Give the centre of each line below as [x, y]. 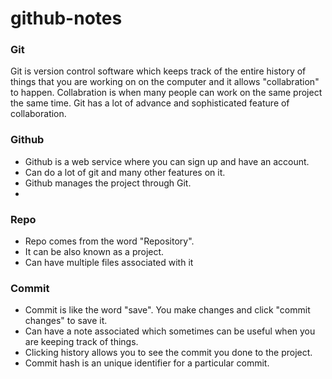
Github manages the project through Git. [108, 183]
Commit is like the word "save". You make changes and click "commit [167, 310]
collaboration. [38, 114]
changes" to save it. [66, 321]
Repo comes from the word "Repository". [109, 241]
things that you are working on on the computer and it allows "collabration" [165, 82]
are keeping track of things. [81, 342]
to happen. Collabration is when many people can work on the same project [166, 93]
